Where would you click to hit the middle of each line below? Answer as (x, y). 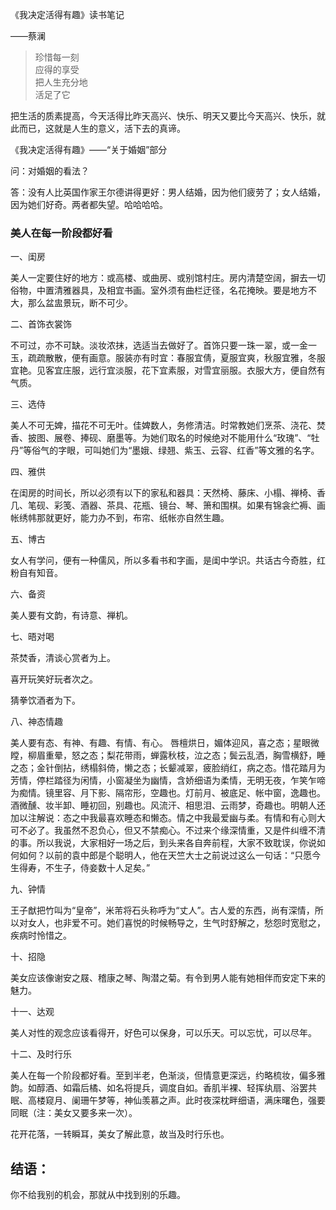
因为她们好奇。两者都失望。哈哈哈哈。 (89, 204)
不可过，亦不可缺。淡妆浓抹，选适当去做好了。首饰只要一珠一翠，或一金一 (163, 345)
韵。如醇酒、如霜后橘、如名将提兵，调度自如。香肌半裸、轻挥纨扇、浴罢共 (163, 1088)
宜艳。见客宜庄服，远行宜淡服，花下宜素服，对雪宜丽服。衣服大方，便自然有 (168, 370)
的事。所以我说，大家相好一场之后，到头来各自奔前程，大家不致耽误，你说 (163, 843)
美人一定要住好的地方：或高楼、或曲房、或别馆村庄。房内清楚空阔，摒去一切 (168, 278)
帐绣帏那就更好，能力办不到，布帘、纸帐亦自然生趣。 (120, 518)
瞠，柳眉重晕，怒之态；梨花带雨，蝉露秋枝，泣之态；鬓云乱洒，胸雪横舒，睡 (168, 755)
